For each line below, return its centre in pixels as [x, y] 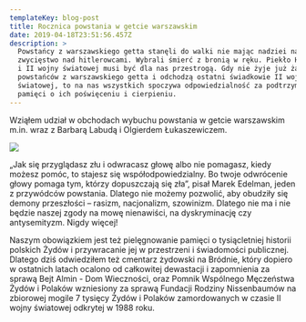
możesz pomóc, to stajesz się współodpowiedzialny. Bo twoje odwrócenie [149, 174]
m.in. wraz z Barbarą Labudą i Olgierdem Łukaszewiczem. [118, 129]
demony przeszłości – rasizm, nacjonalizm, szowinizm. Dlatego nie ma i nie [150, 203]
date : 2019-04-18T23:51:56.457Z [71, 35]
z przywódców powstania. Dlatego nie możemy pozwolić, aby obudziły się [149, 193]
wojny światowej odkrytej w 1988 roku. [82, 307]
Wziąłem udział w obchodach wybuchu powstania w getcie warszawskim [147, 120]
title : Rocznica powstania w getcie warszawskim [103, 26]
